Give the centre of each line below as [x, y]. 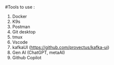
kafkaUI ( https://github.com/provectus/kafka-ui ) [61, 47]
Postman [21, 27]
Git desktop [24, 32]
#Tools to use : [20, 7]
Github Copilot [27, 57]
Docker [20, 16]
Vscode [20, 42]
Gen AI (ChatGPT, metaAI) [38, 52]
